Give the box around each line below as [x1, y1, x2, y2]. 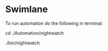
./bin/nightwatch [5, 39, 40, 46]
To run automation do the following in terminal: [5, 20, 103, 26]
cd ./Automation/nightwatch [5, 30, 64, 36]
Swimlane [5, 4, 48, 15]
